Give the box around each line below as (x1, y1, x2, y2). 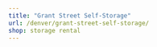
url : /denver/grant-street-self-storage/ (8, 19, 150, 27)
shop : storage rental (8, 26, 81, 34)
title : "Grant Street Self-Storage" (8, 11, 131, 20)
